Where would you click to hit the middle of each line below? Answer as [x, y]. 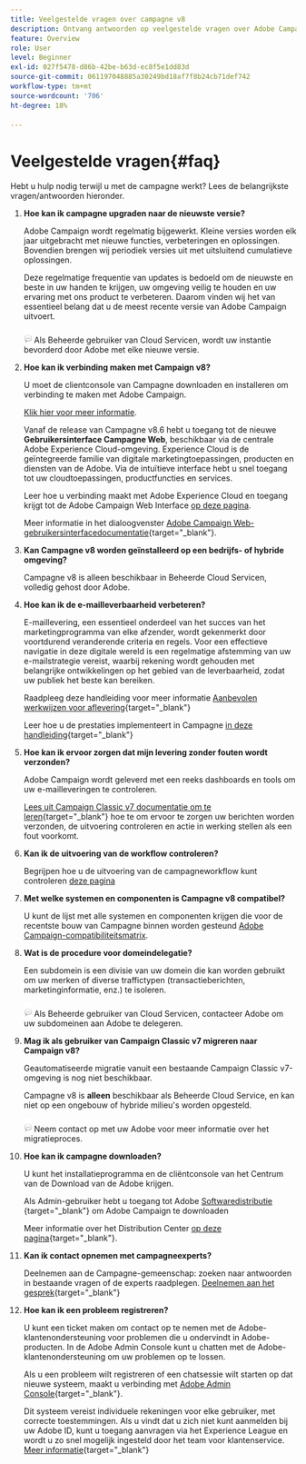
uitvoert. [39, 316]
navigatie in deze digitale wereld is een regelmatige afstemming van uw [157, 652]
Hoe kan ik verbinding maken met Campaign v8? [117, 367]
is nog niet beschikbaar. [108, 1078]
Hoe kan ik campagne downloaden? [92, 1156]
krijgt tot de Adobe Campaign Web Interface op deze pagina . [137, 505]
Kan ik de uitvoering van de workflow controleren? [121, 853]
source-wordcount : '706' [57, 95]
